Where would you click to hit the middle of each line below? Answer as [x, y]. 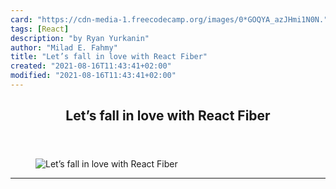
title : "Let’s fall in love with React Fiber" [109, 57]
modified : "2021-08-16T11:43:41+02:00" [93, 76]
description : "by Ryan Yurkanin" [80, 38]
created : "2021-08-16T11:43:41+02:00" [91, 66]
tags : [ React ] [40, 29]
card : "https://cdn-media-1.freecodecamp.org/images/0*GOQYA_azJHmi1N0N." [169, 19]
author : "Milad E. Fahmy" [64, 47]
